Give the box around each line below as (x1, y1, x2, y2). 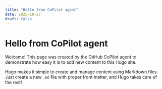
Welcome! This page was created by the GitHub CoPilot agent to (5, 54, 137, 60)
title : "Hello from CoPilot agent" (5, 7, 79, 12)
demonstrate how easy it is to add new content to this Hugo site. (5, 59, 137, 65)
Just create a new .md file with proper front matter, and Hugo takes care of (5, 74, 157, 80)
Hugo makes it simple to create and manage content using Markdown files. (5, 69, 158, 75)
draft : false (5, 16, 32, 21)
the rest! (5, 80, 22, 86)
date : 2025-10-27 (5, 12, 41, 17)
